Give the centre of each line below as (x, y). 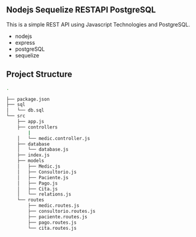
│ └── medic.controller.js (54, 138)
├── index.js (33, 155)
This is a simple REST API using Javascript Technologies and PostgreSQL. (98, 24)
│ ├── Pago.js (38, 183)
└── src (16, 116)
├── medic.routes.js (54, 206)
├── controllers (38, 127)
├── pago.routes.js (52, 223)
